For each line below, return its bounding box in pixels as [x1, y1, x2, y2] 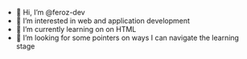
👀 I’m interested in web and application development [15, 16, 191, 26]
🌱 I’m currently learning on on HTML [15, 25, 137, 33]
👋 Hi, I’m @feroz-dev [15, 8, 86, 17]
